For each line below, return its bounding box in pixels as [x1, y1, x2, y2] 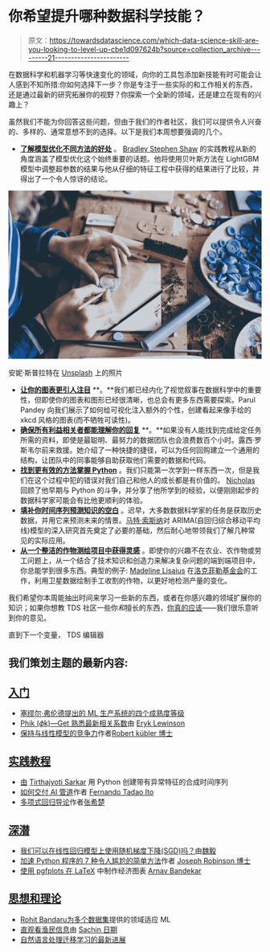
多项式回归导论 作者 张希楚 [19, 797, 105, 807]
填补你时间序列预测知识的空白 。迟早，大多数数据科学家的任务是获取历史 [19, 505, 262, 515]
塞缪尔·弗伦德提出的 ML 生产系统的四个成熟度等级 [19, 709, 185, 718]
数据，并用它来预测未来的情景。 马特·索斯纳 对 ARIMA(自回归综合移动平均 [19, 516, 261, 525]
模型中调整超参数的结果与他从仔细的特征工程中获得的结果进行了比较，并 [19, 164, 260, 174]
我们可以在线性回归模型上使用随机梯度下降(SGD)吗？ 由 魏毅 [19, 845, 217, 856]
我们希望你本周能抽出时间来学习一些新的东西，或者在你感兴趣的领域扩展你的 [8, 593, 262, 603]
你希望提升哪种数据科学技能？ [8, 7, 207, 26]
